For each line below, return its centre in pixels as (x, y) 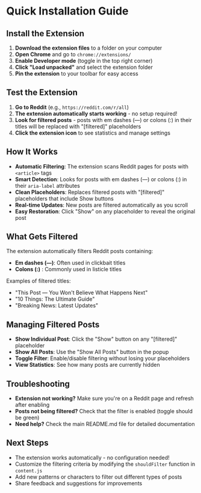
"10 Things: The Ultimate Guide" (55, 299)
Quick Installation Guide (67, 11)
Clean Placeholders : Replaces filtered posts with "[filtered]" (90, 192)
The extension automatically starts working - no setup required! (96, 114)
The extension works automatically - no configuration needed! (92, 457)
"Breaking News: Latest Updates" (57, 306)
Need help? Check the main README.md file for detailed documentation (105, 424)
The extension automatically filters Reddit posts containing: (80, 251)
